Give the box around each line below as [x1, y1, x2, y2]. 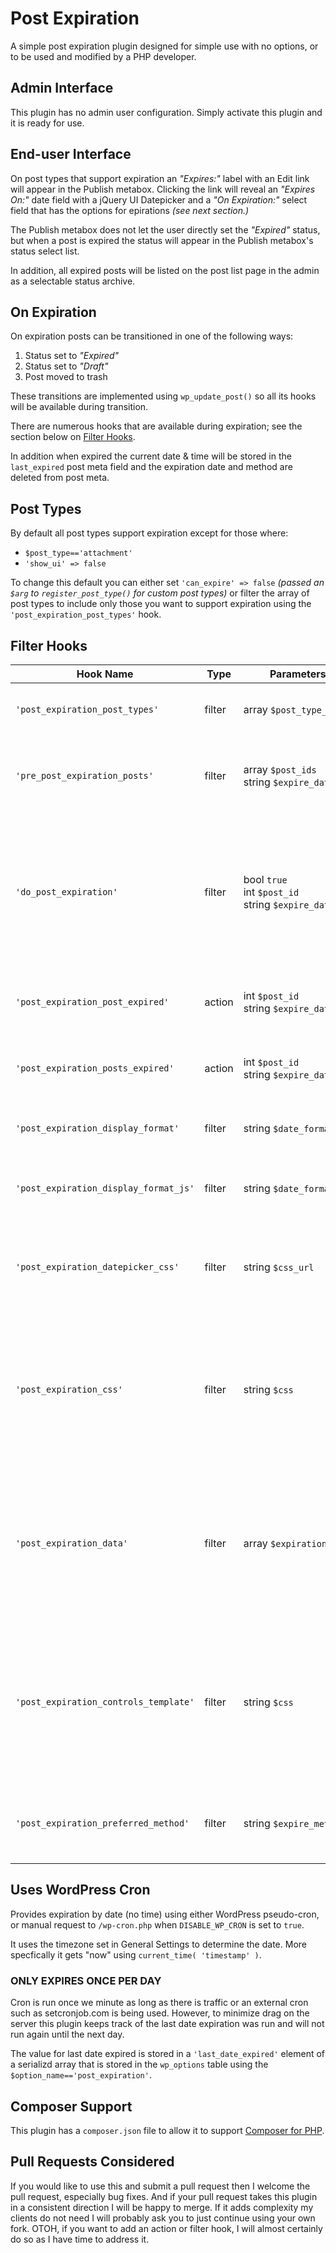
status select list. [10, 245, 80, 257]
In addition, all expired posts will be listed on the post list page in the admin [10, 264, 320, 276]
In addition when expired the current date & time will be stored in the [10, 450, 292, 462]
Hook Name [76, 667, 134, 681]
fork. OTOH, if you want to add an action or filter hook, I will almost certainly [10, 2222, 323, 2234]
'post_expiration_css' [15, 1384, 123, 1395]
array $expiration [243, 1537, 328, 1550]
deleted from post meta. [10, 472, 110, 484]
